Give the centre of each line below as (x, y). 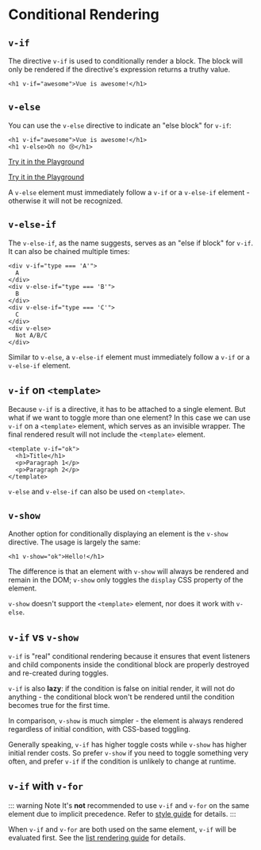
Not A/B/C (31, 335)
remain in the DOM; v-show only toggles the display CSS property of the (126, 580)
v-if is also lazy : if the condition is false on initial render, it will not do (122, 689)
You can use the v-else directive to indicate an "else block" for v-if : (120, 125)
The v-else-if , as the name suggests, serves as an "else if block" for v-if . (131, 243)
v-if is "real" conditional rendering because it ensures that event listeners (129, 656)
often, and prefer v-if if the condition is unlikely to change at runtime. (122, 762)
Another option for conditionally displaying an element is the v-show (118, 534)
